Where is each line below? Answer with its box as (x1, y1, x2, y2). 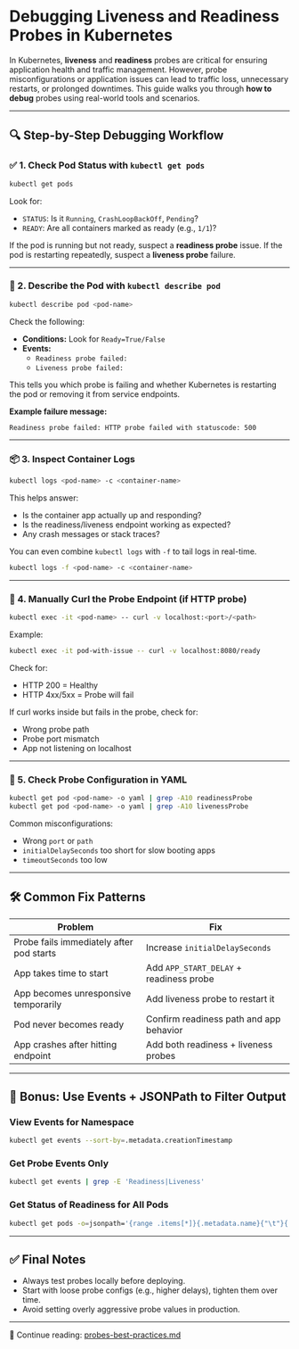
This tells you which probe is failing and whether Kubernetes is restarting (9, 379, 278, 390)
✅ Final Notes (9, 1252, 86, 1267)
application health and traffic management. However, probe (9, 64, 228, 75)
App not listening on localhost (21, 742, 132, 753)
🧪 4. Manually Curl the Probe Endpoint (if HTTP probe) (9, 592, 247, 605)
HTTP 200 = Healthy (21, 680, 99, 691)
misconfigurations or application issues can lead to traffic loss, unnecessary (9, 73, 289, 84)
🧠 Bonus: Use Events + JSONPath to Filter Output (9, 1089, 287, 1105)
